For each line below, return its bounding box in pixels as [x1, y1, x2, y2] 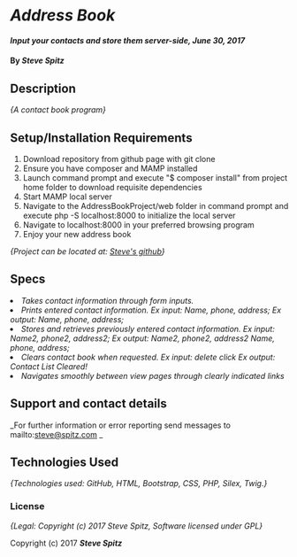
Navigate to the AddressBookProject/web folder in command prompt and [22, 201, 289, 211]
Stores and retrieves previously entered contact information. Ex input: [21, 323, 275, 334]
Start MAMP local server [22, 191, 113, 202]
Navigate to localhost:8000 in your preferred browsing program [22, 220, 255, 230]
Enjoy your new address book [22, 229, 132, 239]
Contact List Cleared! [10, 360, 88, 372]
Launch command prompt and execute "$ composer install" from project [22, 173, 288, 182]
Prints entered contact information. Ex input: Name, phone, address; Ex [21, 305, 282, 315]
